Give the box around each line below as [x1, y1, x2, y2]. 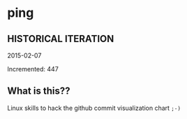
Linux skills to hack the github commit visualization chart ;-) [7, 104, 181, 112]
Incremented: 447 [7, 65, 59, 73]
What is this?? [7, 85, 70, 97]
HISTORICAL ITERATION [7, 33, 114, 45]
